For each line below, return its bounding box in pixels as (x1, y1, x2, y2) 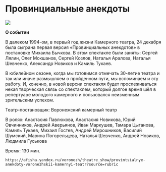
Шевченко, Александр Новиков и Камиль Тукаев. (5, 60, 113, 66)
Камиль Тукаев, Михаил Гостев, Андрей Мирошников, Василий (5, 127, 142, 133)
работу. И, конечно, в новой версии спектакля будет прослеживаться (5, 81, 157, 87)
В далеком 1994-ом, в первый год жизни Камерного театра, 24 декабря (5, 39, 161, 45)
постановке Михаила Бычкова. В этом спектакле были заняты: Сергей (5, 49, 158, 55)
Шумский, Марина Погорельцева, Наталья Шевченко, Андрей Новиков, (5, 132, 160, 139)
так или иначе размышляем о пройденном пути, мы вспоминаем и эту (5, 75, 159, 81)
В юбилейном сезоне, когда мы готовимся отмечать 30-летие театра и (5, 70, 160, 76)
